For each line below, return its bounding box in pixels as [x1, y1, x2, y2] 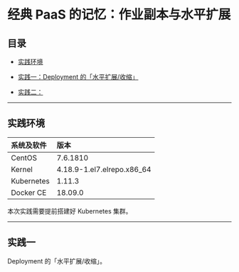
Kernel [11, 164, 33, 174]
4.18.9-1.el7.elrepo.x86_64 [56, 164, 152, 174]
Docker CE [11, 187, 47, 197]
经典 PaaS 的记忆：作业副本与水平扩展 [7, 6, 231, 23]
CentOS [11, 153, 38, 163]
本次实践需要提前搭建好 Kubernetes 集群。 [7, 206, 132, 215]
